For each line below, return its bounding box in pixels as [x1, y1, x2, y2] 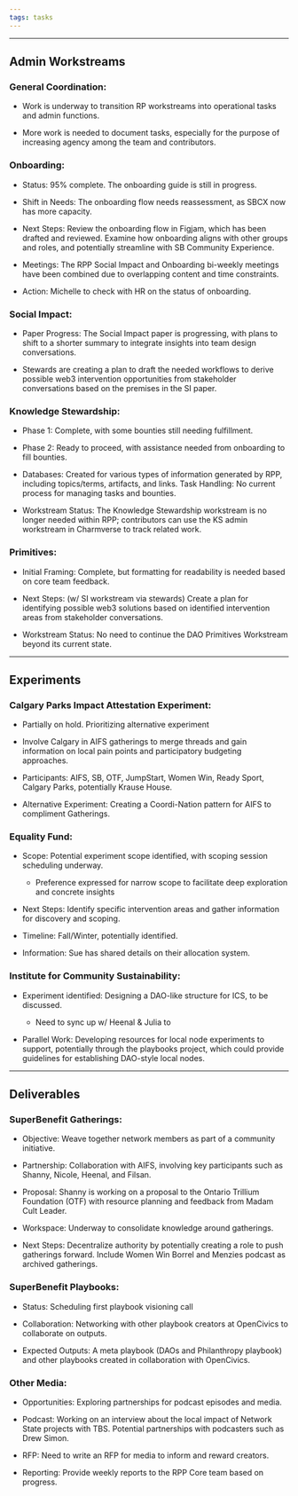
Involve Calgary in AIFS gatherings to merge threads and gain [21, 736, 247, 747]
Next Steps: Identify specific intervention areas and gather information [21, 904, 280, 915]
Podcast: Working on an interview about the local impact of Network [21, 1414, 272, 1425]
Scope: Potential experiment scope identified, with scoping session [21, 851, 269, 862]
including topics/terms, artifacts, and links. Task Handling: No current [21, 478, 276, 489]
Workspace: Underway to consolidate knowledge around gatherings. [21, 1223, 274, 1233]
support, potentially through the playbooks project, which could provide [21, 1043, 285, 1054]
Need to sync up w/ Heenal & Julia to [35, 1017, 171, 1028]
